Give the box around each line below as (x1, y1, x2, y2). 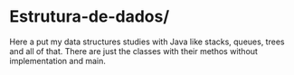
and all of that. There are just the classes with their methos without (9, 45, 258, 56)
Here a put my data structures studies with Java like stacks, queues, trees (9, 36, 285, 47)
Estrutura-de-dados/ (9, 6, 170, 27)
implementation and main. (9, 55, 107, 66)
